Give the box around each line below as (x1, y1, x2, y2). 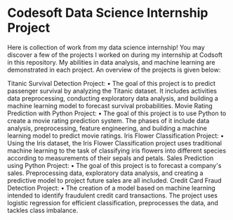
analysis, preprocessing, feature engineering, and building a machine (7, 124, 208, 132)
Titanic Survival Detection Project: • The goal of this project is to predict (7, 79, 215, 87)
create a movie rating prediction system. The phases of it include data (7, 116, 210, 124)
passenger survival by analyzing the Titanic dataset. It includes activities (7, 86, 218, 95)
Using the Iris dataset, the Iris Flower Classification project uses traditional (7, 138, 222, 147)
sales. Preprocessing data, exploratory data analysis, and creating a (7, 169, 204, 177)
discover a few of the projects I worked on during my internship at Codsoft (7, 51, 223, 59)
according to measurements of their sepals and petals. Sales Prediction (7, 153, 214, 162)
